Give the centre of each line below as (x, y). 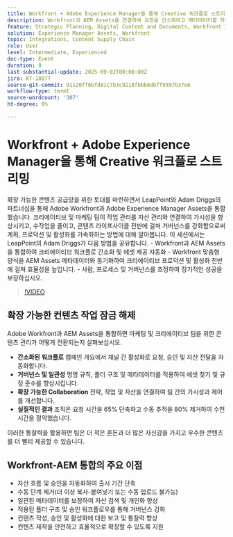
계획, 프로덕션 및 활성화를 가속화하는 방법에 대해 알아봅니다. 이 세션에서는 (106, 234)
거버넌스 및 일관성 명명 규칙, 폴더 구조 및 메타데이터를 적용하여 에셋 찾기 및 (118, 374)
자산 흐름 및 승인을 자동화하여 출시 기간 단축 (77, 483)
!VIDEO (34, 291)
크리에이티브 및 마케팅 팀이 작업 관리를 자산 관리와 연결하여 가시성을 (124, 217)
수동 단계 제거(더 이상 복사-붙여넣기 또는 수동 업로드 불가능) (97, 492)
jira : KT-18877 (29, 78)
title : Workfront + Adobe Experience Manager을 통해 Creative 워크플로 (108, 14)
